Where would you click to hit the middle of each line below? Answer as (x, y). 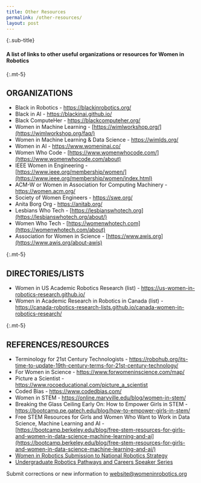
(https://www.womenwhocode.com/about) (68, 159)
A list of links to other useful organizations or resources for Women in (95, 54)
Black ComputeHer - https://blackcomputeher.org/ (78, 120)
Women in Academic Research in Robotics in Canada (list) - (89, 301)
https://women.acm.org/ (45, 191)
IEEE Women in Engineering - (51, 166)
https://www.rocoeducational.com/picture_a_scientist (81, 385)
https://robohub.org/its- (158, 359)
